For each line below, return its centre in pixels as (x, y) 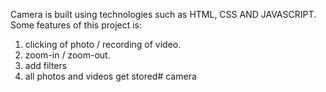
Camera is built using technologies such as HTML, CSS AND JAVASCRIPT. (163, 14)
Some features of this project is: (76, 25)
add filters (46, 65)
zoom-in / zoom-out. (67, 55)
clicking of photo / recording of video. (103, 44)
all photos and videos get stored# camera (110, 76)
